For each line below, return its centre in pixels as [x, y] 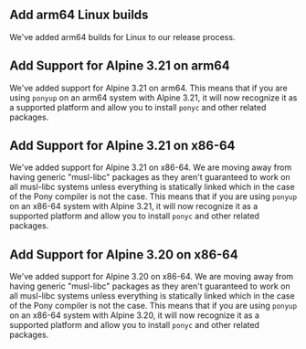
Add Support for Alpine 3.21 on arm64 [120, 66]
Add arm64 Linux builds [79, 15]
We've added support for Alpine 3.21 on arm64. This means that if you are [148, 88]
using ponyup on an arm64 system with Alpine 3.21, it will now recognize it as [153, 97]
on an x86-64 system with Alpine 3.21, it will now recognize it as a [134, 206]
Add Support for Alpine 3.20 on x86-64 [124, 254]
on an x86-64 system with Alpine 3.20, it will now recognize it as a [135, 315]
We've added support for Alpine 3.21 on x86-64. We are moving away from [151, 167]
